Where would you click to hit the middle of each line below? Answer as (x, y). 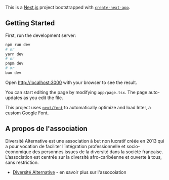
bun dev (13, 73)
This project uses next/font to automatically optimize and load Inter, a (78, 107)
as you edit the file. (43, 98)
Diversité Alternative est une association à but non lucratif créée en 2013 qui (85, 141)
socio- (133, 146)
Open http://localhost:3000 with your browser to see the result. (71, 82)
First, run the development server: (41, 35)
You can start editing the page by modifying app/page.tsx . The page (76, 92)
